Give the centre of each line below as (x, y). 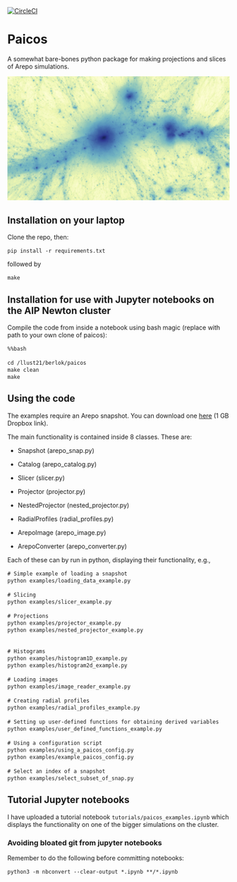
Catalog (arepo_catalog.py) (57, 464)
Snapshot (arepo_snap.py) (56, 450)
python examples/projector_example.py (64, 623)
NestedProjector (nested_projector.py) (73, 505)
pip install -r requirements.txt (56, 251)
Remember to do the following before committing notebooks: (96, 858)
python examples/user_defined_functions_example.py (85, 729)
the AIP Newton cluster (59, 310)
